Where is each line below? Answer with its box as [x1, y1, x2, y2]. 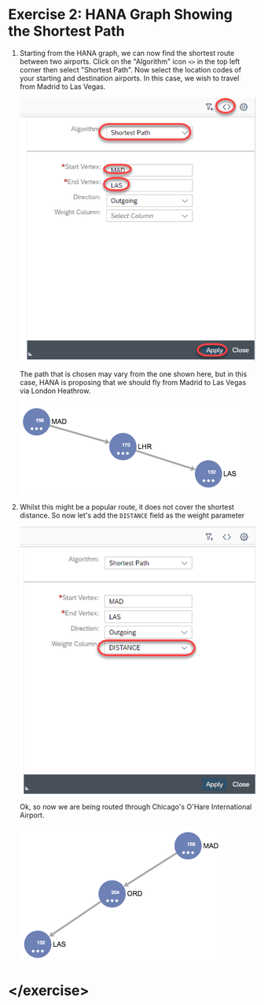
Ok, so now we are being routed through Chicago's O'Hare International [19, 802, 252, 812]
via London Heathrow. [19, 386, 91, 395]
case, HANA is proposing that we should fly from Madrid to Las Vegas [19, 378, 247, 388]
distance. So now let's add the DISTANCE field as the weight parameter [19, 510, 245, 521]
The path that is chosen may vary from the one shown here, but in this [19, 369, 247, 379]
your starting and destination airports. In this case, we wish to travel [19, 73, 240, 83]
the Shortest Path [8, 22, 125, 40]
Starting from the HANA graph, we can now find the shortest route [19, 48, 235, 57]
